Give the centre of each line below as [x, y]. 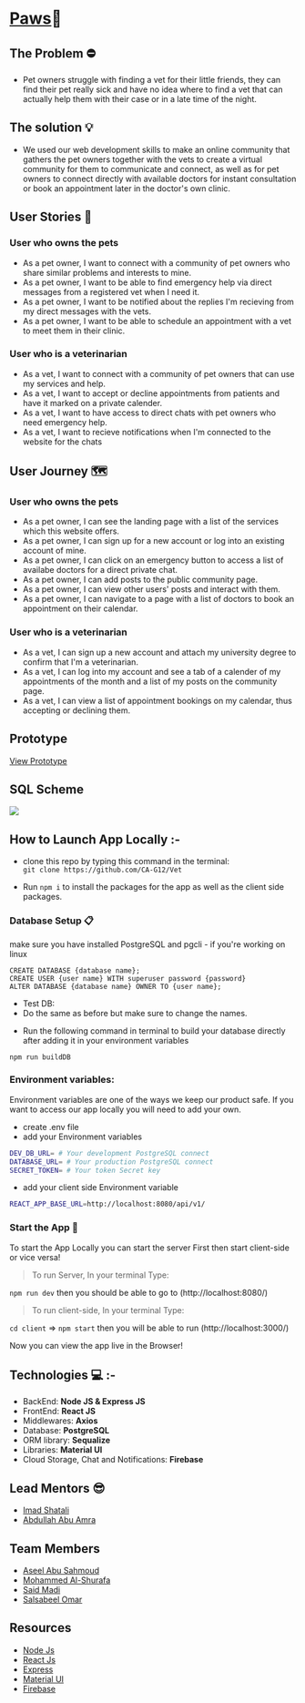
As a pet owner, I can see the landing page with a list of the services [151, 522]
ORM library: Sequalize [66, 1440]
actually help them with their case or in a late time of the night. [140, 99]
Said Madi [41, 1590]
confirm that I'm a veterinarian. [81, 662]
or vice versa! [35, 1257]
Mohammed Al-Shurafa [66, 1580]
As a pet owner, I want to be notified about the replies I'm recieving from [158, 301]
